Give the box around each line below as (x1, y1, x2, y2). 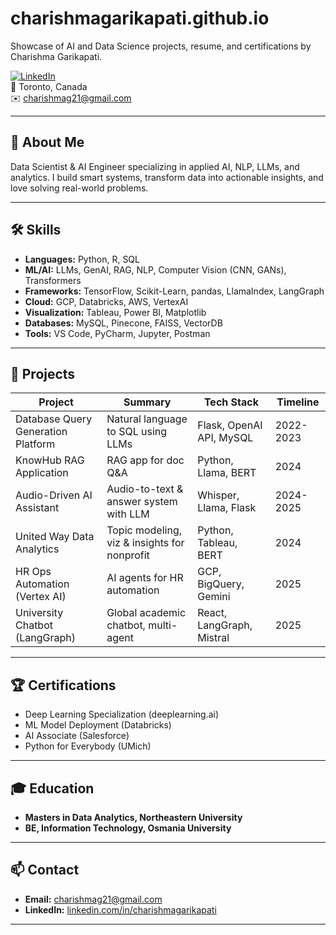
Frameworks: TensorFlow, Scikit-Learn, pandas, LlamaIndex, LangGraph (24, 285, 325, 297)
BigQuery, (197, 577, 245, 591)
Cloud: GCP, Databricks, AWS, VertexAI (24, 295, 189, 307)
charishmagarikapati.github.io (10, 7, 270, 30)
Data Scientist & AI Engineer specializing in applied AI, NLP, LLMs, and (10, 160, 300, 172)
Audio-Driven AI (15, 488, 93, 502)
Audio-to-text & (106, 482, 184, 496)
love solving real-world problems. (10, 182, 149, 194)
